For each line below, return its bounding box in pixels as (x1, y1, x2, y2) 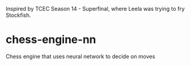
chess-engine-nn (5, 33, 96, 47)
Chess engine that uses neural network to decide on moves (5, 53, 156, 60)
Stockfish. (5, 12, 31, 19)
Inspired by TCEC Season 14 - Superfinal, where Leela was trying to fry (5, 5, 185, 12)
